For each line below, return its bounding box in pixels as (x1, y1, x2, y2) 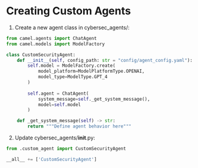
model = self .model (37, 101, 81, 108)
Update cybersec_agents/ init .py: (14, 134, 95, 141)
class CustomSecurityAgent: (6, 52, 76, 58)
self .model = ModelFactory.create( (27, 63, 116, 69)
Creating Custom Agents (6, 4, 131, 18)
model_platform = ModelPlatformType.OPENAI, (37, 69, 145, 74)
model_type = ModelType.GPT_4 (37, 74, 108, 80)
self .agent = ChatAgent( (27, 91, 89, 97)
